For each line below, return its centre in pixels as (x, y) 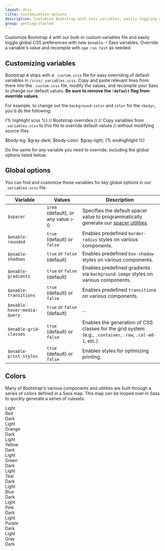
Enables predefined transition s (119, 290)
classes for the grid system (113, 329)
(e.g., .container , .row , (109, 335)
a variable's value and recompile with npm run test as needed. (68, 48)
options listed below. (26, 155)
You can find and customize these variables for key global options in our (78, 182)
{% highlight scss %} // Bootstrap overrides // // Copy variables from (74, 121)
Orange (13, 429)
